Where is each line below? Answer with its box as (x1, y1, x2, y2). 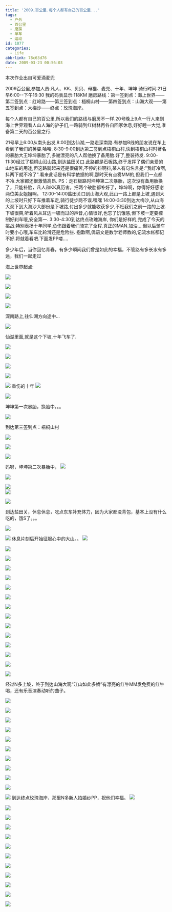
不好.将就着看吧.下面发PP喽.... (5, 235, 69, 242)
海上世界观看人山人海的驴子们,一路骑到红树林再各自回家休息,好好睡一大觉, (5, 122, 162, 128)
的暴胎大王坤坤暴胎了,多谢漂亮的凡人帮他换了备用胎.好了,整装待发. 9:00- (5, 152, 158, 158)
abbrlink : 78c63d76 (5, 55, 47, 61)
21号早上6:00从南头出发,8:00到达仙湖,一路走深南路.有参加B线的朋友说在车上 (5, 140, 166, 146)
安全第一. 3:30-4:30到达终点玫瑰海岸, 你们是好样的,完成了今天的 (29, 216, 165, 223)
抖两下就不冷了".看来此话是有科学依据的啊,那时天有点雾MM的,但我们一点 (5, 171, 158, 177)
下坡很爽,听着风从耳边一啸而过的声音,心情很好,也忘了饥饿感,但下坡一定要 (5, 210, 159, 216)
